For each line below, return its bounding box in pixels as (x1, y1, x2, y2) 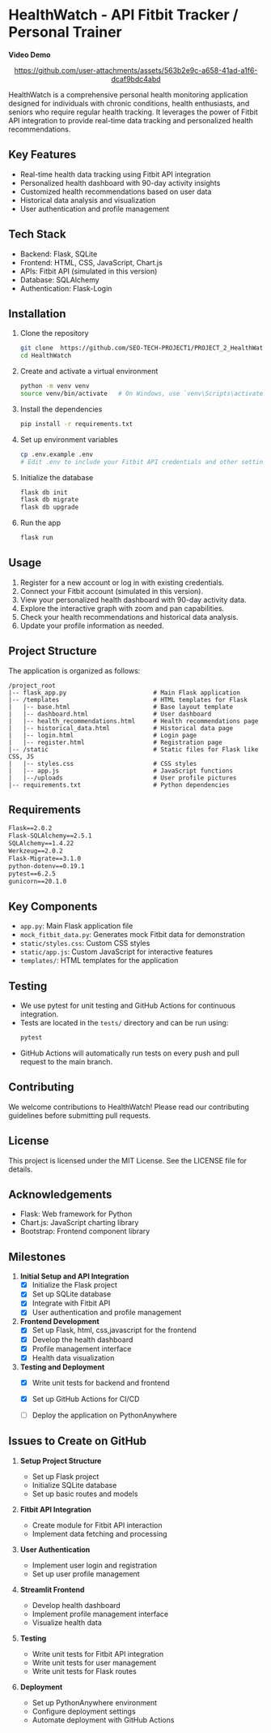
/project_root (8, 682, 57, 690)
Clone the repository (19, 329, 89, 338)
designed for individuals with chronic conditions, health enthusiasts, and (8, 98, 250, 108)
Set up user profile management (32, 1568, 140, 1579)
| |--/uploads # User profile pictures (8, 773, 237, 782)
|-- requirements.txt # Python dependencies (8, 780, 230, 789)
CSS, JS (8, 752, 35, 760)
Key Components (8, 899, 98, 914)
